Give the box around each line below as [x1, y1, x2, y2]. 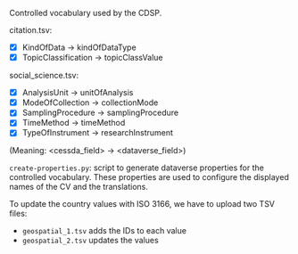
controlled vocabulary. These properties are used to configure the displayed [9, 172, 290, 183]
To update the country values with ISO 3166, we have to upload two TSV [9, 199, 275, 209]
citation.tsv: [9, 25, 53, 35]
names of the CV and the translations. [9, 182, 149, 193]
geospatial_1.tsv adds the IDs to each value [21, 225, 187, 236]
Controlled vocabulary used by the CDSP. [9, 8, 162, 18]
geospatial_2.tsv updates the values [21, 235, 159, 246]
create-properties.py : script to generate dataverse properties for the [9, 162, 265, 173]
